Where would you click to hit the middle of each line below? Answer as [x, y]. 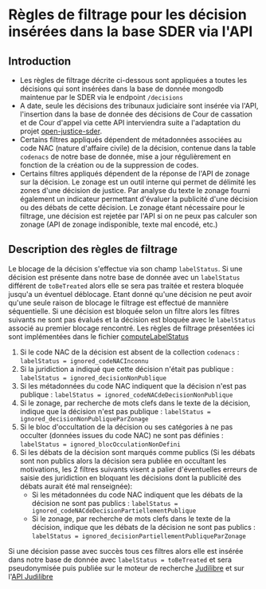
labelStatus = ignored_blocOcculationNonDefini [100, 445]
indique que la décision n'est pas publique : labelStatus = [115, 411]
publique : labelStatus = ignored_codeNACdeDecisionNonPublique [126, 394]
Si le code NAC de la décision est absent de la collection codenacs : [129, 352]
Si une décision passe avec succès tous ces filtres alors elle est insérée [126, 551]
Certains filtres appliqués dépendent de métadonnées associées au [131, 140]
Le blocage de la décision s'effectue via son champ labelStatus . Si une [125, 268]
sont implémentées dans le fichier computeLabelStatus [99, 336]
